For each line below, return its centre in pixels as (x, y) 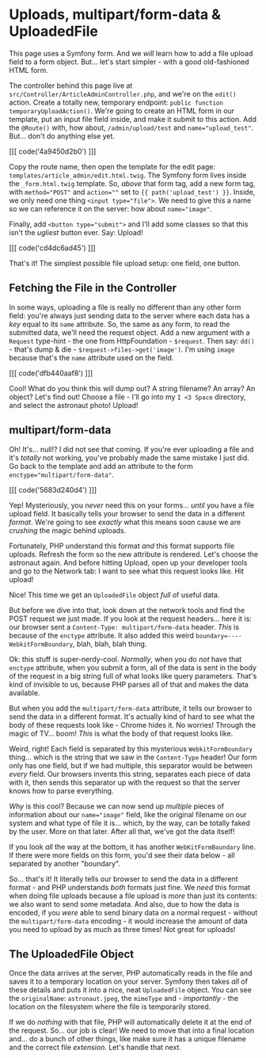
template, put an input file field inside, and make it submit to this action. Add (133, 119)
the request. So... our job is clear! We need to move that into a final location (132, 1030)
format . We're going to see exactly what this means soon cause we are (125, 522)
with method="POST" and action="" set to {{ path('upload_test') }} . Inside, (132, 192)
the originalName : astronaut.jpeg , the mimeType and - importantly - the (124, 999)
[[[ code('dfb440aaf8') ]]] (51, 373)
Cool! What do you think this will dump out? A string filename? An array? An (132, 388)
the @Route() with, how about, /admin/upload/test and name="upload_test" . (131, 127)
